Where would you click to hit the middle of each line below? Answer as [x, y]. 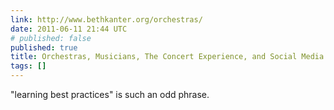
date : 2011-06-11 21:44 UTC [69, 29]
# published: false [51, 38]
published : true [44, 47]
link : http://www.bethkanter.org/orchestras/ [106, 19]
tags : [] [28, 66]
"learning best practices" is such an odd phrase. [110, 94]
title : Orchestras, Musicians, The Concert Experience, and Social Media [167, 57]
